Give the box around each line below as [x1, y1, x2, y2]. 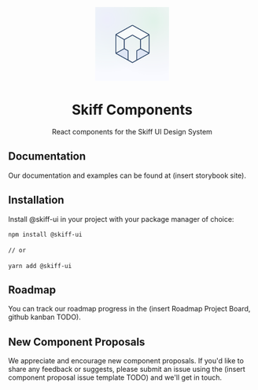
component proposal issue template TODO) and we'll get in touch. [8, 373, 223, 382]
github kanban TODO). [8, 312, 81, 322]
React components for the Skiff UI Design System [52, 127, 212, 136]
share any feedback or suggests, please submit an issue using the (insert [8, 365, 245, 374]
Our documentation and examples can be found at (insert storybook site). [8, 171, 246, 180]
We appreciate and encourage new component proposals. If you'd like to [8, 356, 244, 366]
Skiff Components [72, 101, 193, 119]
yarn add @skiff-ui [8, 262, 72, 270]
